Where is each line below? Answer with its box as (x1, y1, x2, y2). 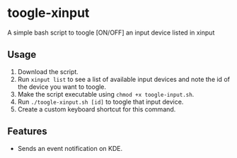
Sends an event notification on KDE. (17, 144, 122, 152)
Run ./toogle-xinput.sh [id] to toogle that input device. (17, 97, 184, 106)
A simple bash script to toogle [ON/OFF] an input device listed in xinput (7, 28, 215, 37)
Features (7, 126, 47, 138)
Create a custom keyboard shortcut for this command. (17, 104, 176, 114)
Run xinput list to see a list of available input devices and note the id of (17, 75, 230, 83)
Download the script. (17, 67, 79, 75)
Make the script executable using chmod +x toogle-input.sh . (17, 90, 195, 98)
